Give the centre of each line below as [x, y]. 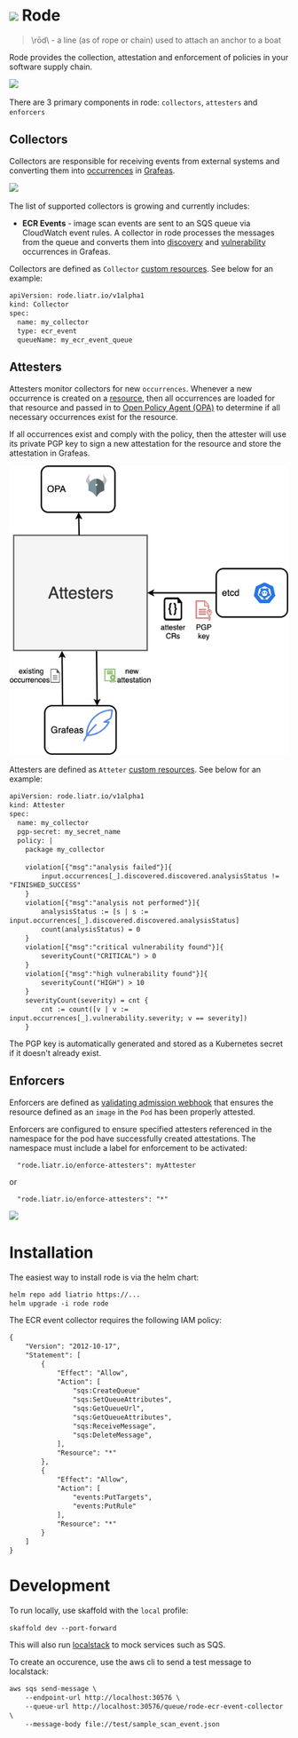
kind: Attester [37, 805]
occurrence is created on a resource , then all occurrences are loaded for [142, 398]
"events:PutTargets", [112, 1497]
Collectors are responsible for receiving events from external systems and [145, 161]
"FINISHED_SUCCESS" [45, 885]
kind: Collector [39, 304]
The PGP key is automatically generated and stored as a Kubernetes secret [146, 1044]
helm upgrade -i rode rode [59, 1303]
